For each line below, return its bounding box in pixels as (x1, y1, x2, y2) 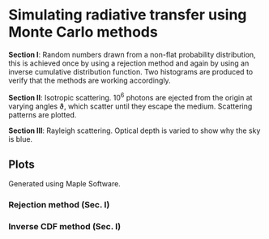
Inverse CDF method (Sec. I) (8, 221, 122, 233)
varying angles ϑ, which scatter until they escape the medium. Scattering (8, 101, 253, 111)
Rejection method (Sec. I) (8, 199, 110, 211)
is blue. (8, 134, 33, 143)
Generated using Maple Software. (8, 179, 122, 189)
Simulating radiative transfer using (8, 6, 247, 24)
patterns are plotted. (8, 109, 77, 119)
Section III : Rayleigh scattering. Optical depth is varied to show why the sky (8, 126, 261, 135)
